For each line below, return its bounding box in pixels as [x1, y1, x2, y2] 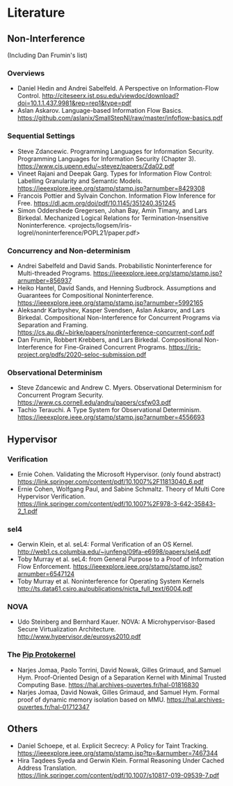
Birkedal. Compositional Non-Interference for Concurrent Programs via [17, 313, 220, 322]
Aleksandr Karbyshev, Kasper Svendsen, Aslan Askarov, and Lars [17, 306, 205, 314]
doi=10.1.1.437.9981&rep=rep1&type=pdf [17, 99, 132, 107]
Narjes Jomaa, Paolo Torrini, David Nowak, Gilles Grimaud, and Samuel [17, 666, 221, 674]
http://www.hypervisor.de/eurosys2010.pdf [17, 632, 141, 641]
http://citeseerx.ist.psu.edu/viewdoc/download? [42, 92, 179, 100]
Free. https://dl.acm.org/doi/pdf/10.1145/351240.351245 [17, 198, 176, 207]
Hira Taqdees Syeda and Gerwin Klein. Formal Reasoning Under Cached [17, 756, 225, 764]
